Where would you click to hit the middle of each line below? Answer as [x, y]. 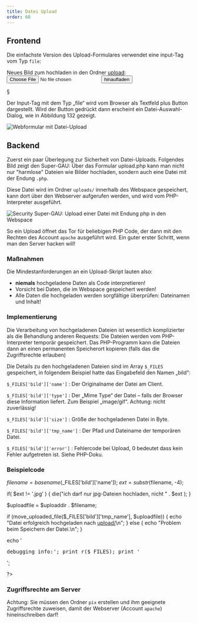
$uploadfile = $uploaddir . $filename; [52, 505]
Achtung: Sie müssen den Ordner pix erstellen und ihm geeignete [86, 602]
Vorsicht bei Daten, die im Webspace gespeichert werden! [86, 289]
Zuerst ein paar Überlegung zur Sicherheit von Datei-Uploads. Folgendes [95, 160]
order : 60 [19, 17]
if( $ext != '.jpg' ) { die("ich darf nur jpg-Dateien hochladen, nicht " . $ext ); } [99, 494]
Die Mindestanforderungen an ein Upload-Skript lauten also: [80, 272]
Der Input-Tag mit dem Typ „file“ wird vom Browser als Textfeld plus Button [97, 103]
